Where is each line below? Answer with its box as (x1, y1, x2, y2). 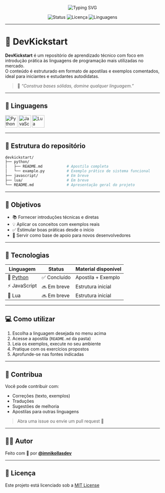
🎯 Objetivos (5, 201, 41, 209)
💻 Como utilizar (5, 315, 55, 323)
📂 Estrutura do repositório (5, 142, 86, 150)
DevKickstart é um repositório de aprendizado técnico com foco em (5, 52, 144, 58)
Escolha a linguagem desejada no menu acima (12, 330, 107, 336)
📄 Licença (5, 469, 36, 478)
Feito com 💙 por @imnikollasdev (5, 450, 72, 456)
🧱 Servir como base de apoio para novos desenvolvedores (12, 232, 131, 238)
